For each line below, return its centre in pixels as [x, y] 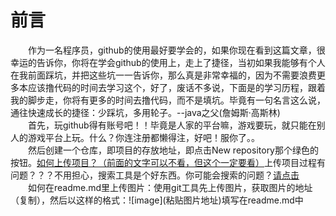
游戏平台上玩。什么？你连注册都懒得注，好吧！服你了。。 [143, 137]
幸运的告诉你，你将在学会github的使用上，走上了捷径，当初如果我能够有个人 [168, 62]
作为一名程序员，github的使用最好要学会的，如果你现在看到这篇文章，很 [177, 50]
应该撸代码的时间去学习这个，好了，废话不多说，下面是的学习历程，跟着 [176, 87]
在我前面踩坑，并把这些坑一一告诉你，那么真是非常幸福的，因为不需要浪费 [163, 75]
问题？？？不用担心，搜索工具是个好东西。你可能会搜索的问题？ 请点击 [155, 175]
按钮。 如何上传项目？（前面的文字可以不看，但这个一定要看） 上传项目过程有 [168, 162]
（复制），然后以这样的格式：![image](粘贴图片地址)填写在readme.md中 [157, 200]
